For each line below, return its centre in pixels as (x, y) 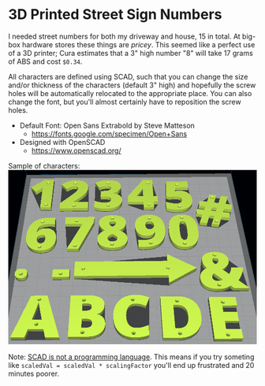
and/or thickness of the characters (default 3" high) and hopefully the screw (132, 85)
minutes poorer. (34, 374)
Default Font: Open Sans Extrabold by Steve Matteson (107, 125)
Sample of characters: (44, 165)
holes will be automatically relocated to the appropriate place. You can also (130, 93)
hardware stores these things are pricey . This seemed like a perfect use (139, 44)
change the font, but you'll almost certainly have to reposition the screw (125, 102)
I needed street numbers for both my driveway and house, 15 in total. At (124, 36)
